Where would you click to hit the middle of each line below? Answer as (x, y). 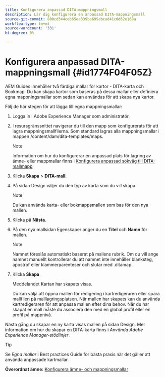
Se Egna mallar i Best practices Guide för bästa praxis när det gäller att (78, 354)
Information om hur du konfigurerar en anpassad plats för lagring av (82, 155)
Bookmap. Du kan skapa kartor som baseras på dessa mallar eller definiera (82, 91)
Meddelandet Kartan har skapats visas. (52, 284)
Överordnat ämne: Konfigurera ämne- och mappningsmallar (67, 369)
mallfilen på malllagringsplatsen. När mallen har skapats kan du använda (86, 299)
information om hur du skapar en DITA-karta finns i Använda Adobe (74, 330)
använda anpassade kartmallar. (37, 360)
